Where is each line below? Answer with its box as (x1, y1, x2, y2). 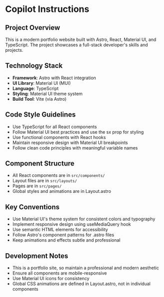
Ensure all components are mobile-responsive (12, 270, 107, 276)
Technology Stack (5, 61, 63, 70)
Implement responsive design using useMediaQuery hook (12, 221, 131, 227)
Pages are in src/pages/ (12, 183, 62, 189)
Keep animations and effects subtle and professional (12, 237, 121, 243)
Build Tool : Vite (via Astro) (12, 96, 67, 102)
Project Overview (5, 23, 60, 32)
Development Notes (5, 252, 68, 260)
